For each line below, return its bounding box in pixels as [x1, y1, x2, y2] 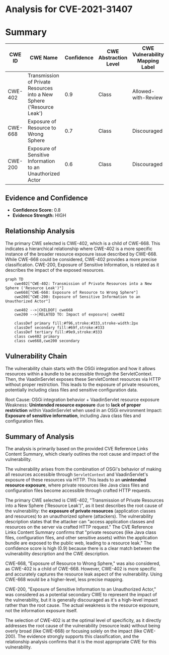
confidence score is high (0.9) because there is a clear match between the [5, 545, 160, 551]
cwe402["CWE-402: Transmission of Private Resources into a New [14, 281, 152, 286]
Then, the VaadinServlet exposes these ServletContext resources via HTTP [5, 376, 161, 382]
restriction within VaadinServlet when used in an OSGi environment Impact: [5, 407, 162, 413]
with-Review [132, 94, 163, 101]
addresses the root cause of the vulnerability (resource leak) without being [5, 623, 160, 629]
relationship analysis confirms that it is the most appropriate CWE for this [5, 639, 157, 645]
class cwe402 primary [14, 334, 59, 339]
